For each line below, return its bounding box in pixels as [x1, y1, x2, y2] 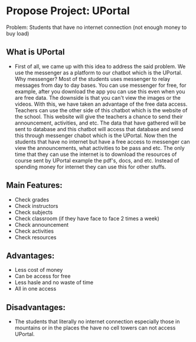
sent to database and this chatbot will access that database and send [14, 125, 184, 132]
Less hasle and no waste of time [14, 279, 94, 286]
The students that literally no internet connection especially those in [14, 318, 180, 325]
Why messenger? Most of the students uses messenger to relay [14, 75, 171, 82]
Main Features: [6, 180, 63, 190]
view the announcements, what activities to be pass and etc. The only [14, 144, 185, 151]
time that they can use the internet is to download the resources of [14, 151, 177, 158]
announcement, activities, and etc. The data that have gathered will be [14, 119, 186, 126]
